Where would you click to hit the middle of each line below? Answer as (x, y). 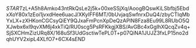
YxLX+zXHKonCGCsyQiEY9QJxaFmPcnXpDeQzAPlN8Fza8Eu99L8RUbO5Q (98, 21)
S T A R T (14, 8)
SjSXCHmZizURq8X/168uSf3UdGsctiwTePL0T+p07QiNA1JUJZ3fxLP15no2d (97, 33)
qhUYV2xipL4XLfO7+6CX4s (40, 39)
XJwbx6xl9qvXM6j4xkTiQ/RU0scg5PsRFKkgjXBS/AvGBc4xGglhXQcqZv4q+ (98, 27)
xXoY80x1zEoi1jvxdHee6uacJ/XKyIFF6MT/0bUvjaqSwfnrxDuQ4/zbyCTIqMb (98, 14)
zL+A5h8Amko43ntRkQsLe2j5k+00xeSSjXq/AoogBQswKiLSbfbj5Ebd (106, 8)
